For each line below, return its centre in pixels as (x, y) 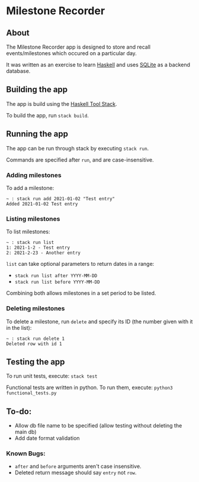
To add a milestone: (30, 188)
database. (18, 71)
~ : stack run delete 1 (36, 339)
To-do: (19, 411)
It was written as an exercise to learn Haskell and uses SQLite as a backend (98, 65)
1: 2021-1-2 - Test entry (38, 248)
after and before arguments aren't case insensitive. (78, 467)
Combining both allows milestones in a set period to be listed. (81, 293)
